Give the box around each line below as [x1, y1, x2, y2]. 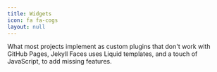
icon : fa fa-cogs [7, 17, 58, 24]
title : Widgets [7, 10, 52, 17]
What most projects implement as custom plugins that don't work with [7, 43, 211, 51]
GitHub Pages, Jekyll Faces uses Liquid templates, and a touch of [7, 50, 198, 58]
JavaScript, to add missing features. [7, 57, 112, 66]
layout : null [7, 23, 46, 30]
